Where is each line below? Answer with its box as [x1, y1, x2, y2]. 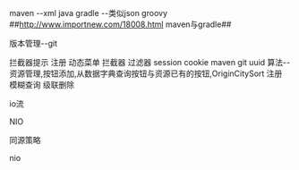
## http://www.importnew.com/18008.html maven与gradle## [9, 19, 232, 30]
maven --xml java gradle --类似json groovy [9, 8, 168, 18]
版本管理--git [9, 38, 58, 48]
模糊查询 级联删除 [9, 80, 74, 89]
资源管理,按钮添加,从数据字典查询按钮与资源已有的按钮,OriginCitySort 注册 [9, 68, 283, 79]
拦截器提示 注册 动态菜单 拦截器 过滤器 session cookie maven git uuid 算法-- [9, 57, 291, 67]
